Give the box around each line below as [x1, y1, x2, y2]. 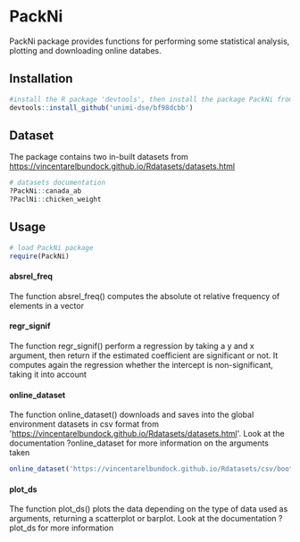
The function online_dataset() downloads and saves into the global [9, 409, 254, 421]
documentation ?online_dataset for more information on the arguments [9, 438, 270, 448]
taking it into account [9, 369, 87, 379]
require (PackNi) [9, 252, 70, 261]
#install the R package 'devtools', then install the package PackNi [9, 95, 274, 104]
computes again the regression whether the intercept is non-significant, [9, 359, 274, 370]
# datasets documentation [9, 179, 105, 188]
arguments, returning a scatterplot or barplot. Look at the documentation [9, 513, 277, 524]
